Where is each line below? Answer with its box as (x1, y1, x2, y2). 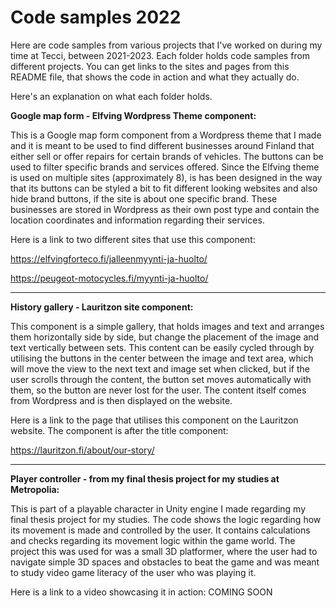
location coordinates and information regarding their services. (10, 214, 265, 226)
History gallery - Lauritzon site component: (10, 301, 194, 313)
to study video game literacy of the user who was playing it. (10, 566, 257, 578)
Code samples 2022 (10, 6, 182, 29)
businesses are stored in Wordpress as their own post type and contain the (10, 203, 320, 215)
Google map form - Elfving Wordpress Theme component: (10, 109, 257, 121)
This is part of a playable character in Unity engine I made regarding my (10, 502, 307, 515)
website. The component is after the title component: (10, 424, 229, 436)
